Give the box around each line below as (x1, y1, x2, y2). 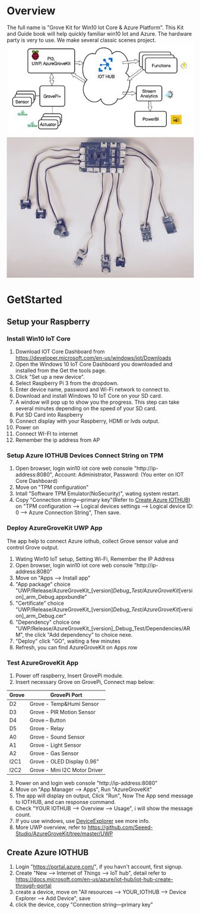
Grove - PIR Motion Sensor (29, 708, 96, 715)
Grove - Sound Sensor (29, 733, 85, 740)
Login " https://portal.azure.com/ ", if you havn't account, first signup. (15, 863, 183, 870)
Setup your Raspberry (7, 316, 90, 326)
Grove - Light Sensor (29, 742, 82, 749)
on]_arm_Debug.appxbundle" (15, 593, 88, 600)
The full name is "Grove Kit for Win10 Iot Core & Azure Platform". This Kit (7, 24, 184, 31)
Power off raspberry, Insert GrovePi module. (15, 672, 123, 679)
